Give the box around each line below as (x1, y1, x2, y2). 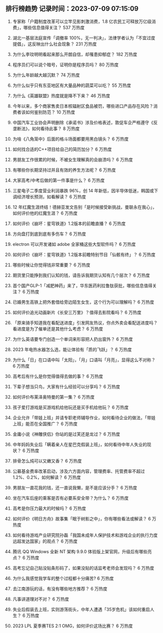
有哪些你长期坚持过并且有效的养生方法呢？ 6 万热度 (12, 167, 116, 173)
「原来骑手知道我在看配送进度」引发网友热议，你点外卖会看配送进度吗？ (12, 319, 158, 325)
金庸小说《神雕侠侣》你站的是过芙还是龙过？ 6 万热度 (12, 431, 121, 437)
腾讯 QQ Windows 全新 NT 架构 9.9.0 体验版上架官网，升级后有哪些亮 (12, 548, 152, 554)
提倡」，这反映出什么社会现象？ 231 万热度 (12, 41, 97, 47)
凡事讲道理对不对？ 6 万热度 (12, 596, 70, 602)
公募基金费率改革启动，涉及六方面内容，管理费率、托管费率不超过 (12, 468, 145, 474)
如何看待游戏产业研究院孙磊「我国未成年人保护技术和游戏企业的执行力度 (12, 532, 158, 538)
